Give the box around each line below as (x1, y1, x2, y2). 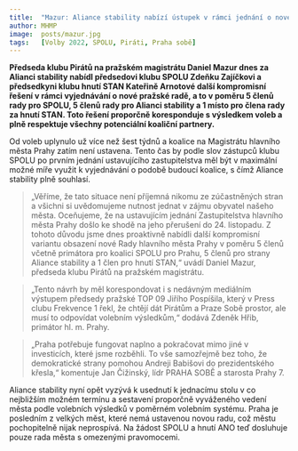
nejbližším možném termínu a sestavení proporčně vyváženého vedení (9, 394, 268, 405)
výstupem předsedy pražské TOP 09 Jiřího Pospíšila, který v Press (30, 294, 275, 304)
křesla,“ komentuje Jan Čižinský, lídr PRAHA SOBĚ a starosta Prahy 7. (30, 367, 286, 378)
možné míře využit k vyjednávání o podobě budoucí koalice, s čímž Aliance (9, 165, 284, 175)
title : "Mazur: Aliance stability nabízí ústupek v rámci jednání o (9, 12, 272, 22)
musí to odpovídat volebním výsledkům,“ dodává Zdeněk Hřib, (30, 312, 259, 323)
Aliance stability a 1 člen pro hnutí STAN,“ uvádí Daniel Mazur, (30, 257, 256, 268)
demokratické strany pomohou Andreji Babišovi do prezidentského (30, 358, 275, 369)
